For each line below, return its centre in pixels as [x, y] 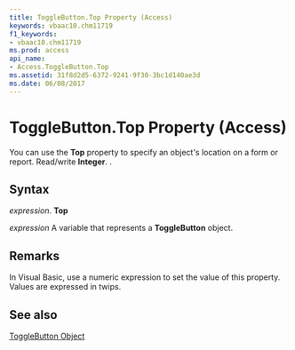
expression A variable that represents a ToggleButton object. [121, 228]
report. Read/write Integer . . [61, 162]
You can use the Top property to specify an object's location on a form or [144, 152]
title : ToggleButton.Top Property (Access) [91, 17]
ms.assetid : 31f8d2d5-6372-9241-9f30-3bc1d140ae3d [105, 76]
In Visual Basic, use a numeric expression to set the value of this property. [145, 277]
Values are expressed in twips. [65, 287]
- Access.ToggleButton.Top [59, 68]
